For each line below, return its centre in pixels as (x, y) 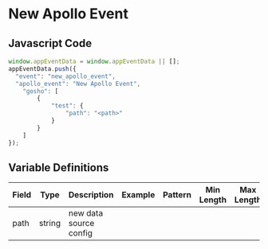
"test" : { (67, 106)
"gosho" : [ (41, 91)
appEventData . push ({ (43, 68)
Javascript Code (50, 43)
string (50, 224)
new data (86, 213)
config (81, 233)
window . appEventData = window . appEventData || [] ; (94, 61)
